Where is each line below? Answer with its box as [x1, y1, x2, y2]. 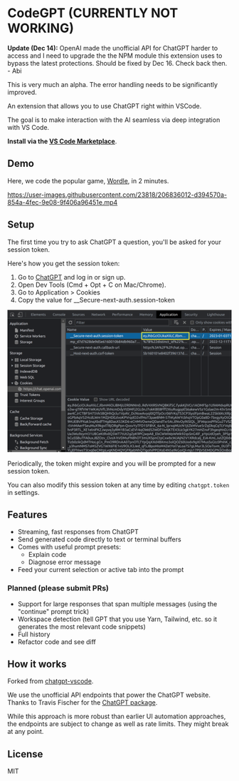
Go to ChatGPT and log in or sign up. [17, 272, 126, 281]
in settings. [7, 488, 40, 496]
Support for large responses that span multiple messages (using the [17, 599, 218, 608]
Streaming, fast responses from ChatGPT [17, 528, 139, 536]
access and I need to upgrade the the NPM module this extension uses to [7, 51, 223, 60]
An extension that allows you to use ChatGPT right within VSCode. [7, 101, 202, 110]
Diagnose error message [28, 558, 101, 566]
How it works [7, 658, 67, 670]
